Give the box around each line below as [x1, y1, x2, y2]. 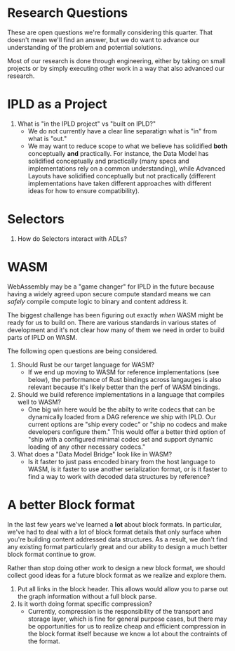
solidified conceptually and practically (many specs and [27, 157, 189, 165]
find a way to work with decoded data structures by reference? [27, 472, 210, 480]
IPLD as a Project [7, 96, 107, 112]
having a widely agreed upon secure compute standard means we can [7, 289, 211, 298]
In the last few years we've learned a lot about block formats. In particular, [7, 520, 222, 528]
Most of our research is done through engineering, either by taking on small [7, 56, 226, 65]
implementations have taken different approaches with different [27, 179, 212, 188]
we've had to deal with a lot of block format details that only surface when [7, 527, 222, 536]
